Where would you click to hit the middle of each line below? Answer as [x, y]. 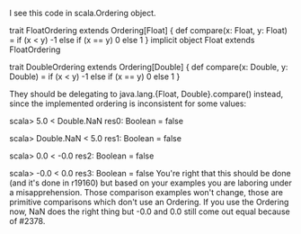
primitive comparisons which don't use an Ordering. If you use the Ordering [149, 202]
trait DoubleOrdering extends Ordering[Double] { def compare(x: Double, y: [149, 67]
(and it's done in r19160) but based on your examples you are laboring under [150, 183]
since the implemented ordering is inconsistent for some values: [128, 103]
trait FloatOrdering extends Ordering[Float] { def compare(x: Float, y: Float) [148, 30]
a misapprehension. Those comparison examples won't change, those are [146, 192]
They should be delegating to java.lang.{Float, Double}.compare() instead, [146, 94]
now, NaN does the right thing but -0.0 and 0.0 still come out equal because [150, 211]
